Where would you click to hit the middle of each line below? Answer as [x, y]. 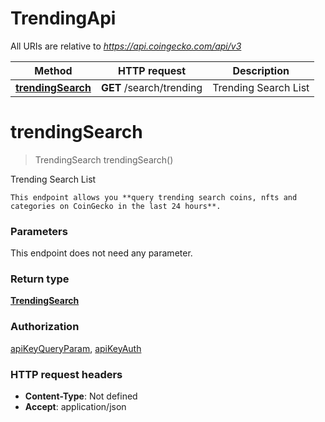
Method [53, 70]
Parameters [39, 231]
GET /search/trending [151, 87]
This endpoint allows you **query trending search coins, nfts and [154, 197]
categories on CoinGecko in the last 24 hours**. [116, 206]
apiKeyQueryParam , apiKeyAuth [76, 348]
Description [261, 70]
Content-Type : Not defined [81, 396]
